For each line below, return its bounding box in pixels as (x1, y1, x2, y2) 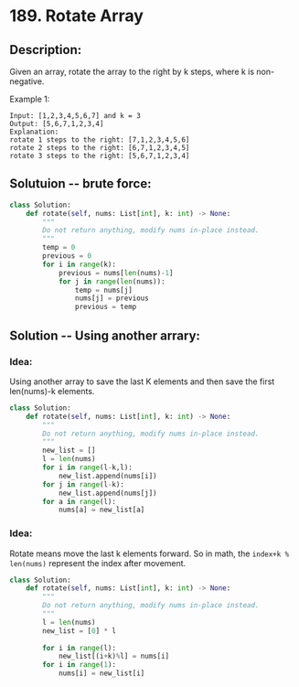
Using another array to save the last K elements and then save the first (9, 376, 275, 387)
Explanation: (9, 127, 59, 136)
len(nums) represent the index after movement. (9, 557, 187, 568)
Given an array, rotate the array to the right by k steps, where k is (9, 66, 254, 77)
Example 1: (9, 93, 50, 104)
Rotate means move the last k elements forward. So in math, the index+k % (9, 548, 290, 559)
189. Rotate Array (9, 5, 144, 27)
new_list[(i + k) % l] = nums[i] (58, 651, 170, 661)
